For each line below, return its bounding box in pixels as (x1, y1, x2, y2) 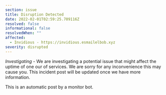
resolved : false (5, 21, 39, 26)
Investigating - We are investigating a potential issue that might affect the (5, 58, 156, 64)
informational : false (5, 26, 51, 31)
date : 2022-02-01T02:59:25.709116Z (5, 16, 80, 21)
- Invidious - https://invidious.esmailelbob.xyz (10, 40, 115, 45)
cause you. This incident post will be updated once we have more (5, 68, 141, 75)
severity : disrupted (5, 44, 49, 49)
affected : (5, 35, 26, 40)
